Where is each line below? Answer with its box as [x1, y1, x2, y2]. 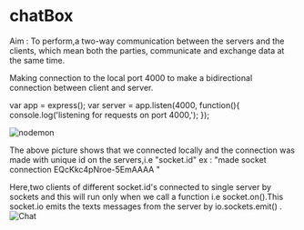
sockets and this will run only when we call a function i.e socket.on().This [9, 191, 284, 202]
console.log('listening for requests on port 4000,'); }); [9, 109, 210, 120]
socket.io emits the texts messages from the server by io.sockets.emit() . [9, 201, 282, 212]
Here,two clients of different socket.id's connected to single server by [9, 181, 271, 192]
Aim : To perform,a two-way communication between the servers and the [9, 35, 285, 46]
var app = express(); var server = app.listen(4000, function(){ [9, 99, 240, 110]
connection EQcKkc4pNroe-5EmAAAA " [9, 164, 161, 175]
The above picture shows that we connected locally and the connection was [9, 145, 296, 155]
